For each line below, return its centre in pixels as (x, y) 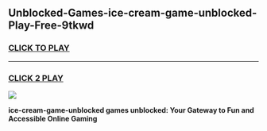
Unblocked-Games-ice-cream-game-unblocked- (133, 13)
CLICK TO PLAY (39, 48)
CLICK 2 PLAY (36, 78)
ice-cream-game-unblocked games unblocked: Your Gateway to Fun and (131, 110)
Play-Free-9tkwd (51, 26)
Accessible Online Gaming (53, 118)
